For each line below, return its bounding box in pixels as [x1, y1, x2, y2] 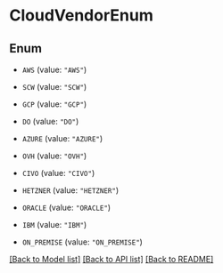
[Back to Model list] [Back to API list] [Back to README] [9, 254, 214, 264]
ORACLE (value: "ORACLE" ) [21, 202, 111, 213]
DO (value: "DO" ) [21, 116, 79, 126]
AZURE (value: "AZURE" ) [21, 133, 103, 143]
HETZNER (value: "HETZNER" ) [21, 185, 119, 196]
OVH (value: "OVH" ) [21, 150, 87, 161]
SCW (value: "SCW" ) [21, 82, 87, 92]
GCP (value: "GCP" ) [21, 99, 87, 109]
